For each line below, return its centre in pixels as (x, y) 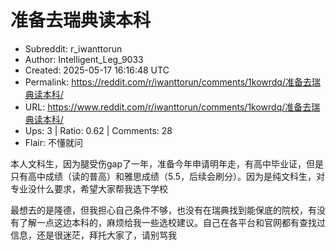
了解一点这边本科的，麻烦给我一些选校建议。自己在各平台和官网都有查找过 (172, 222)
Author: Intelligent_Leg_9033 (84, 59)
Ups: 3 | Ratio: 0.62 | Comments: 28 (98, 130)
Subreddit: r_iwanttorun (73, 48)
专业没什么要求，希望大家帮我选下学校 (89, 188)
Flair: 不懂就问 (53, 142)
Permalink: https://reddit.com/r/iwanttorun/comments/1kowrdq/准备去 (168, 82)
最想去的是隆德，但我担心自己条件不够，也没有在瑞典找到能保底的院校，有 (163, 210)
